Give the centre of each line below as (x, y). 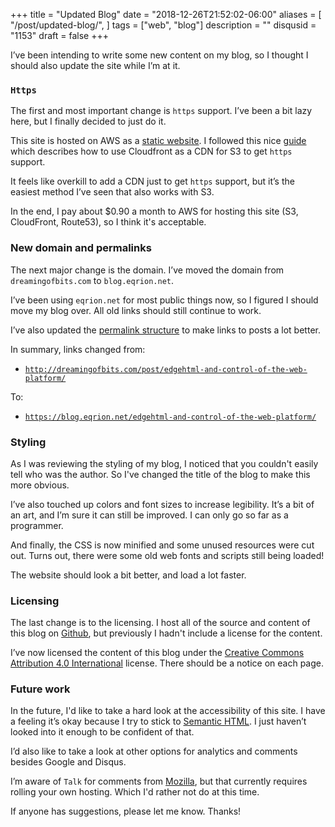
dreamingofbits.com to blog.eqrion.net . (92, 280)
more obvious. (40, 485)
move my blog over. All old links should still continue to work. (136, 310)
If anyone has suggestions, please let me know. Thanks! (126, 811)
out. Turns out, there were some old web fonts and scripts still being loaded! (167, 555)
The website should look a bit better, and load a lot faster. (128, 575)
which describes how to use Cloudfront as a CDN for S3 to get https (151, 151)
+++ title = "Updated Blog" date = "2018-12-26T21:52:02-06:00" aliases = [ (166, 14)
